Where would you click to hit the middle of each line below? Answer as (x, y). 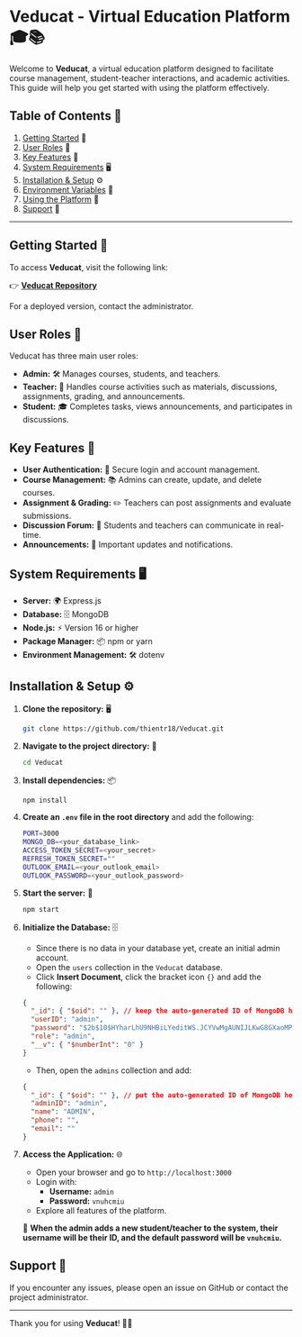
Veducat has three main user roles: (74, 356)
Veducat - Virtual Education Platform (150, 17)
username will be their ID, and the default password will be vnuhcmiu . (152, 1237)
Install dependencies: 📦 (69, 780)
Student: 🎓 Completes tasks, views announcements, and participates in (157, 406)
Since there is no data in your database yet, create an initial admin (158, 948)
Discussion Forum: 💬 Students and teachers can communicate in (143, 525)
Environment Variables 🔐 (68, 189)
